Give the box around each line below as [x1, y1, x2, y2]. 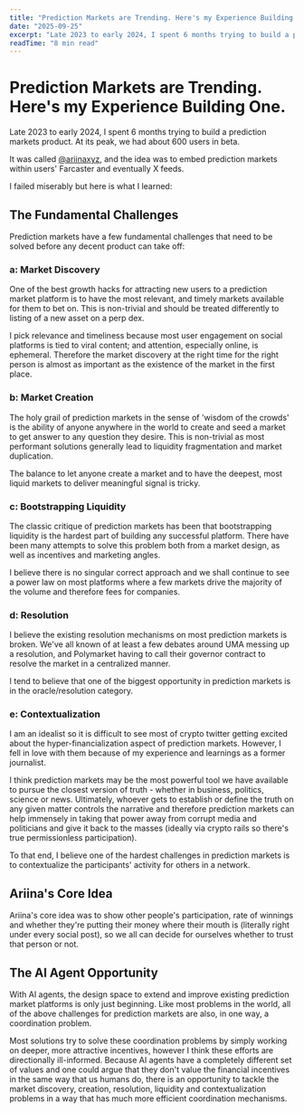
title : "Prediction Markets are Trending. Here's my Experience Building [9, 13, 294, 23]
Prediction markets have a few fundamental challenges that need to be [9, 232, 273, 242]
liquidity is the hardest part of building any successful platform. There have [9, 530, 290, 541]
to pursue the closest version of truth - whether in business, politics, [9, 785, 264, 795]
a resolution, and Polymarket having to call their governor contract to [9, 649, 266, 660]
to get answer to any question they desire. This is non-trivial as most [9, 431, 265, 442]
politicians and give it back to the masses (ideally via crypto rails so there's [9, 823, 290, 833]
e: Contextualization [9, 708, 101, 720]
